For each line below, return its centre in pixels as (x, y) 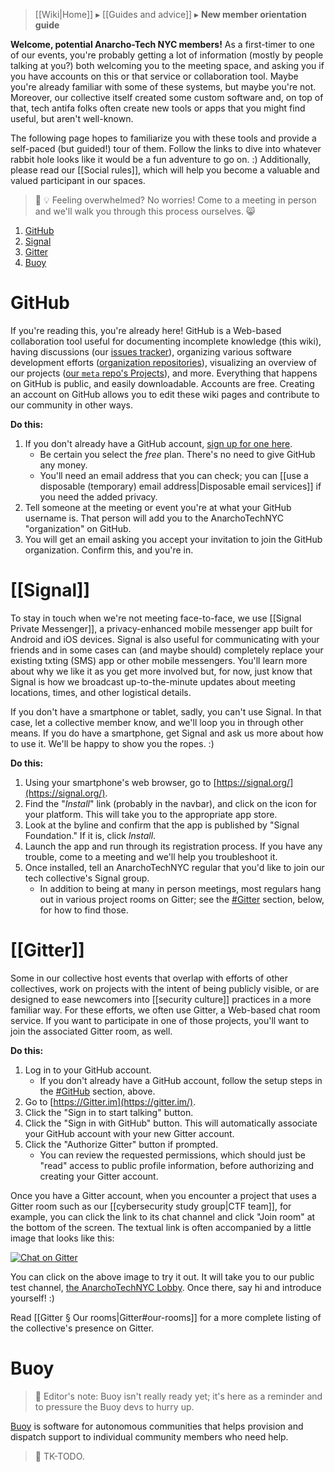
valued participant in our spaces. (78, 180)
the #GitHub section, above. (97, 1091)
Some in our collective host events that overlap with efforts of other (149, 978)
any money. (63, 465)
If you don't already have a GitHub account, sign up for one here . (158, 443)
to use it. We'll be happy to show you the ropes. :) (112, 743)
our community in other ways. (72, 405)
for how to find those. (84, 910)
